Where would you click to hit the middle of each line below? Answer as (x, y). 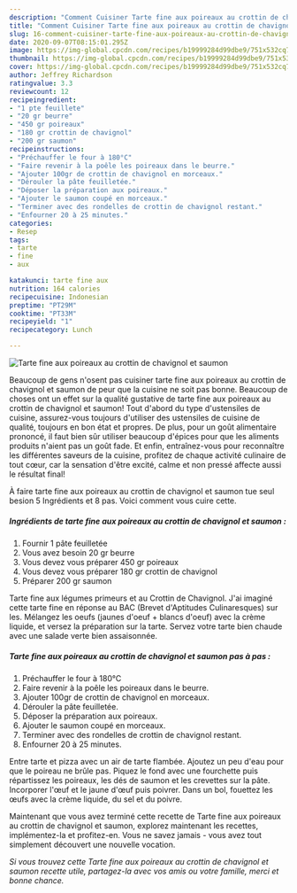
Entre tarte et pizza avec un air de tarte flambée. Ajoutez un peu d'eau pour (147, 761)
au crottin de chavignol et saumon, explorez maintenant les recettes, (134, 826)
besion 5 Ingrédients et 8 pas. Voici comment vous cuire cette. (123, 501)
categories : (31, 223)
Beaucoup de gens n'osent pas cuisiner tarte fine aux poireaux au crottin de (148, 380)
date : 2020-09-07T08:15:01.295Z (69, 42)
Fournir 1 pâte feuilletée (65, 543)
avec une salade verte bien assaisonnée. (83, 635)
